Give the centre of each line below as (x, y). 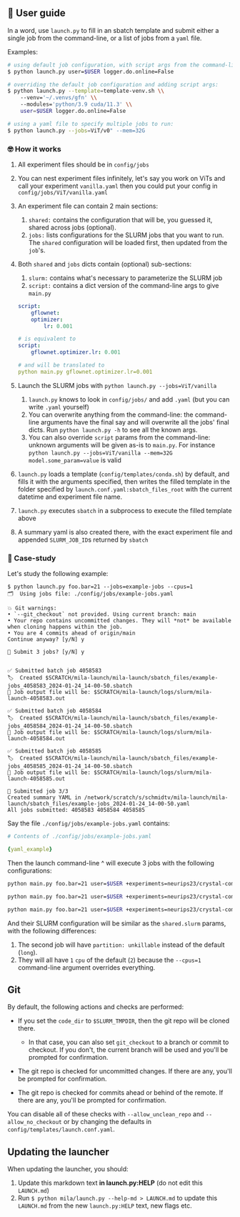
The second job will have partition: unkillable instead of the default (121, 945)
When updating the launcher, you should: (68, 1169)
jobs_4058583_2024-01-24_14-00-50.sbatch (70, 686)
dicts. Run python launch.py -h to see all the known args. (113, 429)
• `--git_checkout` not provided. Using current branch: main (102, 615)
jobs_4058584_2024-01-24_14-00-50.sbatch (70, 726)
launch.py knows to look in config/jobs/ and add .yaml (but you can (129, 399)
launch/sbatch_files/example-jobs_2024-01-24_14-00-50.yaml (99, 804)
